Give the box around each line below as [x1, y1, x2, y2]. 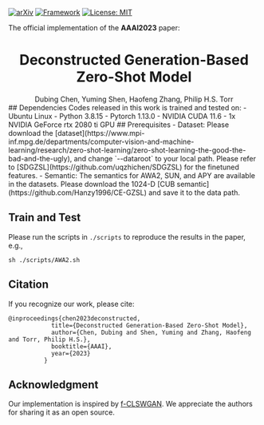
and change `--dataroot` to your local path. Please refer [73, 153, 257, 163]
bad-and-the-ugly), [8, 153, 73, 163]
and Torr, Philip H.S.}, [8, 336, 91, 344]
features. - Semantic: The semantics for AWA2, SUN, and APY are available [8, 170, 255, 180]
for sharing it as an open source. [8, 407, 116, 417]
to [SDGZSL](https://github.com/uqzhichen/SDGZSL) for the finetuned [8, 162, 239, 172]
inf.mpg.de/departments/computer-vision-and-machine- [8, 137, 195, 146]
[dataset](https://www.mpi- [54, 128, 145, 137]
